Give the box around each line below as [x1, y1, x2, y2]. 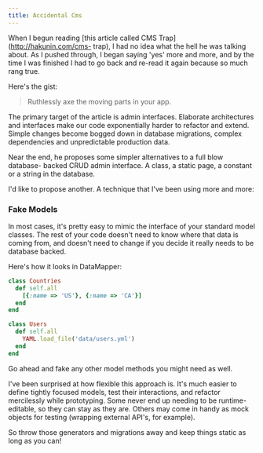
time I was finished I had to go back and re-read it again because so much [8, 58, 249, 68]
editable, [8, 404, 37, 413]
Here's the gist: [8, 82, 58, 91]
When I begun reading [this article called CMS [8, 33, 157, 42]
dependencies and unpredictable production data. [8, 137, 170, 146]
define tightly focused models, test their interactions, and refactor [8, 387, 221, 396]
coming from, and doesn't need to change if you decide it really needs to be [8, 238, 254, 247]
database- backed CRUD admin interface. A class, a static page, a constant [8, 160, 253, 170]
